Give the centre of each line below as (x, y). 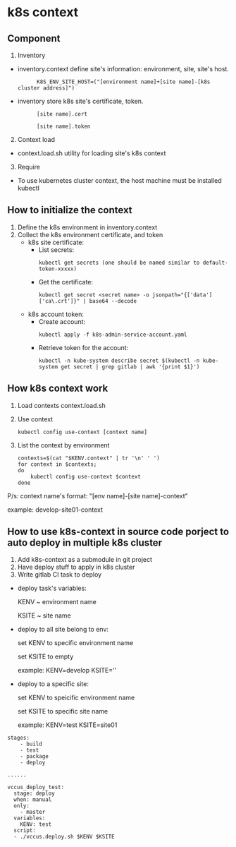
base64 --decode (113, 301)
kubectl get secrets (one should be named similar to (119, 263)
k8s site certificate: (56, 242)
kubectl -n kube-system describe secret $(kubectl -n (119, 361)
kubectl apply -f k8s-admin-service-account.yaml (113, 335)
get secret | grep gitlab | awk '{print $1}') (130, 367)
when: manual (33, 800)
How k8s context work (58, 389)
